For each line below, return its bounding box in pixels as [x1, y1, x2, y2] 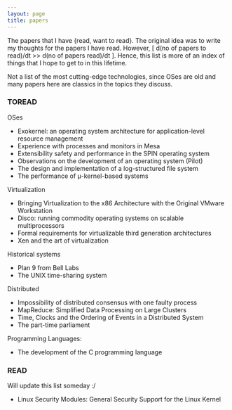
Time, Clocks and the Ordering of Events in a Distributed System [17, 313, 204, 321]
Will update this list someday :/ [7, 381, 96, 390]
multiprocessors [17, 221, 64, 229]
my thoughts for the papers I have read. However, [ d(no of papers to [7, 44, 207, 52]
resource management [17, 134, 83, 143]
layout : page [7, 10, 46, 18]
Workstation [17, 206, 53, 214]
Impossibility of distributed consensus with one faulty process [17, 298, 198, 307]
